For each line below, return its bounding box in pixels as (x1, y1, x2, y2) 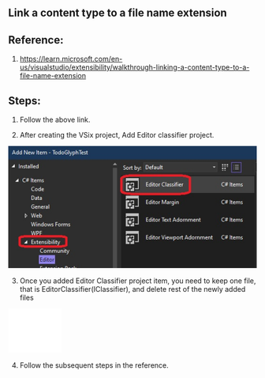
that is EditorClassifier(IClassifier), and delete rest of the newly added (19, 284, 246, 293)
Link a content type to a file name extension (8, 6, 227, 20)
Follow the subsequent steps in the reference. (19, 360, 170, 370)
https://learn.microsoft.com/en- (19, 55, 123, 64)
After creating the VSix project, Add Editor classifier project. (19, 130, 215, 140)
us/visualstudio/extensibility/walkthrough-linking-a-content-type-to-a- (19, 62, 250, 72)
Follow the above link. (19, 115, 91, 125)
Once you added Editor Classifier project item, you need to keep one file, (19, 276, 256, 285)
